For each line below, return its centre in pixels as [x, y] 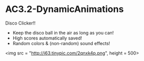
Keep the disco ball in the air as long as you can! [63, 32]
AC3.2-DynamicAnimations [65, 9]
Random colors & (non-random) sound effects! [61, 43]
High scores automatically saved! [47, 38]
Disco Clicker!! [21, 23]
